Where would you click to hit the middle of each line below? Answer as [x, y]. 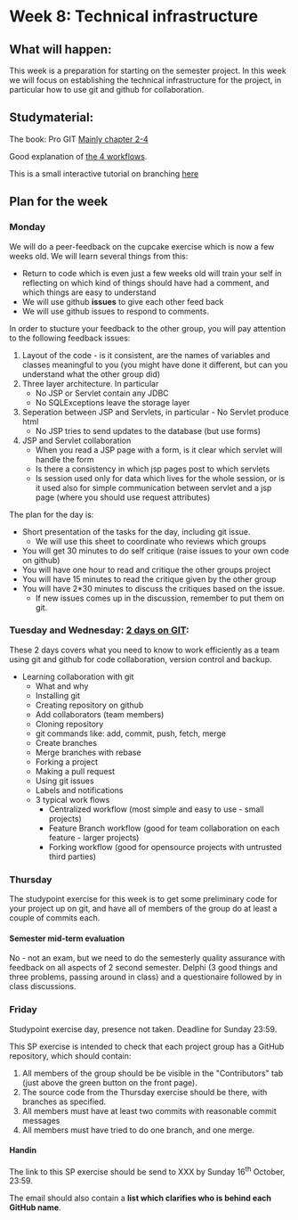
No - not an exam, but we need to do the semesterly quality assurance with [147, 958]
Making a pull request [75, 771]
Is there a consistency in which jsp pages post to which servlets [153, 469]
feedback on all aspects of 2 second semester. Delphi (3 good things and [144, 968]
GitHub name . [35, 1208]
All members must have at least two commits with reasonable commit [149, 1110]
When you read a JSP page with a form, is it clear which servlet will [159, 450]
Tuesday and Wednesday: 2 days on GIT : [99, 630]
